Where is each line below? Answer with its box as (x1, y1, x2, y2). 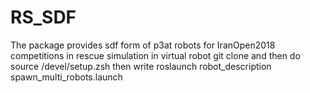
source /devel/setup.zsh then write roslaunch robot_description (10, 60, 272, 72)
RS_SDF (10, 6, 77, 29)
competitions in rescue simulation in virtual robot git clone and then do (10, 49, 301, 61)
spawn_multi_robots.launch (10, 71, 123, 83)
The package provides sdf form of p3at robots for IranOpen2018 (10, 39, 276, 51)
